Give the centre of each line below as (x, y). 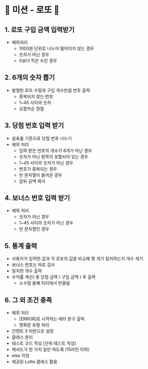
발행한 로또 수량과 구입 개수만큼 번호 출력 (51, 90)
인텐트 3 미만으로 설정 (33, 331)
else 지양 (21, 356)
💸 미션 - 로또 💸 (32, 10)
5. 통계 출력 (21, 246)
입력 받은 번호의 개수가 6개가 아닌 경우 (55, 150)
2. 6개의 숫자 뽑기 (30, 78)
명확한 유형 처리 (34, 325)
